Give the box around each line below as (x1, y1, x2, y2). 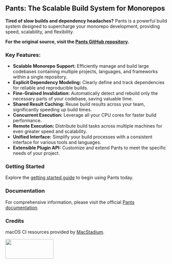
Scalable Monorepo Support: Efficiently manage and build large (12, 63, 149, 69)
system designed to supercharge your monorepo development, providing (5, 23, 160, 29)
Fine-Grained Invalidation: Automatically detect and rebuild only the (12, 90, 158, 96)
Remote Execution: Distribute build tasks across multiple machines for (12, 123, 163, 129)
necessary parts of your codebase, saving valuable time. (12, 96, 133, 102)
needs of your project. (12, 150, 60, 156)
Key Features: (5, 51, 41, 58)
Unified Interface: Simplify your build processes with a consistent (12, 134, 152, 140)
